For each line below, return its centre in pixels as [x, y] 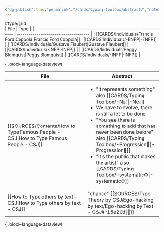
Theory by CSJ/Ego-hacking [121, 200]
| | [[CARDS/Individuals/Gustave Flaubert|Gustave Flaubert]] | [67, 44]
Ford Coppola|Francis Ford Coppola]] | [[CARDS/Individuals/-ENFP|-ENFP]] [81, 39]
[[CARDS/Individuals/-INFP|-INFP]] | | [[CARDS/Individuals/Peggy [71, 49]
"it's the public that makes [126, 156]
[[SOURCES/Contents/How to [41, 126]
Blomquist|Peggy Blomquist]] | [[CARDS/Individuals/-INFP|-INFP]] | [73, 55]
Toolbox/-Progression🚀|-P [125, 144]
